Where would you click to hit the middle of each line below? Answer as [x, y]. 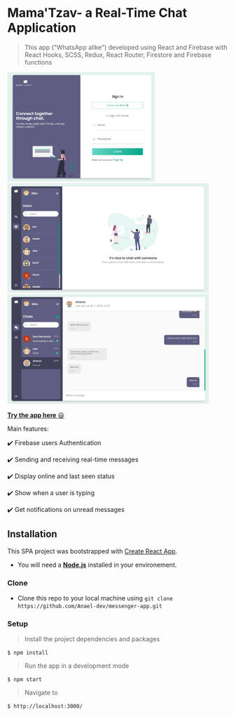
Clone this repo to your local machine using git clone [95, 598]
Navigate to [41, 692]
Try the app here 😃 [36, 415]
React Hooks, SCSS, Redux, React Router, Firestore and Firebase [118, 55]
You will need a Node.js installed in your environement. [97, 565]
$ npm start [25, 680]
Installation [32, 534]
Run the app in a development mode [77, 666]
